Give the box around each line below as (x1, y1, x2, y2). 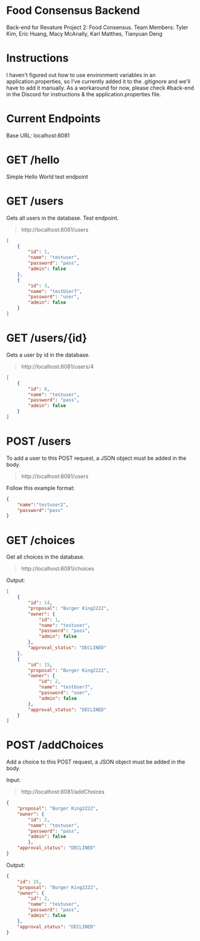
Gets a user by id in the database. (6, 351, 90, 358)
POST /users (6, 434, 71, 448)
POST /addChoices (6, 738, 104, 752)
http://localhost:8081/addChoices (21, 788, 105, 796)
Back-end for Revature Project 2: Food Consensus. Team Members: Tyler (6, 24, 189, 31)
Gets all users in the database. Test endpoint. (6, 214, 119, 221)
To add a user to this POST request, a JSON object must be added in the (6, 454, 187, 462)
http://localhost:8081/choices (21, 565, 95, 572)
